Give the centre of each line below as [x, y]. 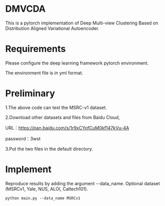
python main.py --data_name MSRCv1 [43, 198]
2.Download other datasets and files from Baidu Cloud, [63, 117]
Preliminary [30, 93]
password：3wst [23, 138]
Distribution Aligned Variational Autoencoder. [52, 28]
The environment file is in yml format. [44, 73]
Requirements [36, 49]
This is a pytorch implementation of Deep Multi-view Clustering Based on [82, 23]
